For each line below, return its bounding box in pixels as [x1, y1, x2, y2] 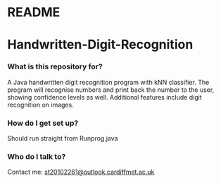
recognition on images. [7, 100, 74, 109]
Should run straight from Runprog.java [7, 134, 118, 142]
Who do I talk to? [7, 151, 66, 161]
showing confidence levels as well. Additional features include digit [7, 93, 202, 101]
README [7, 4, 61, 20]
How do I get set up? [7, 118, 79, 128]
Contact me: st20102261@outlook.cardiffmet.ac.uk [7, 167, 155, 177]
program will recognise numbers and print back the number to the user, [7, 85, 215, 94]
